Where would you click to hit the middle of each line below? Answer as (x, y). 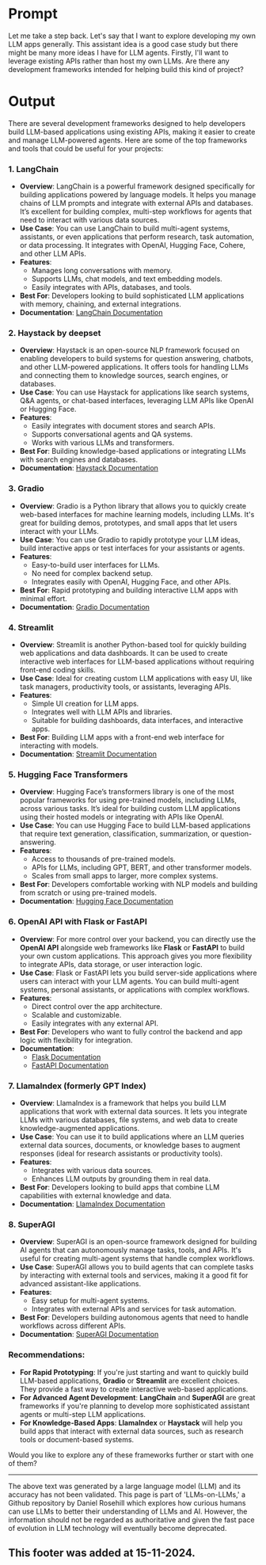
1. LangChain (34, 169)
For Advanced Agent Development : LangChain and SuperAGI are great (137, 1397)
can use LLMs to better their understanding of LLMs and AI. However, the (128, 1511)
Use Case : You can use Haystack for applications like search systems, (134, 392)
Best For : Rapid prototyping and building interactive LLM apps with (129, 590)
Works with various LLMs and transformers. (103, 443)
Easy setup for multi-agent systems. (91, 1300)
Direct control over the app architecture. (97, 1006)
